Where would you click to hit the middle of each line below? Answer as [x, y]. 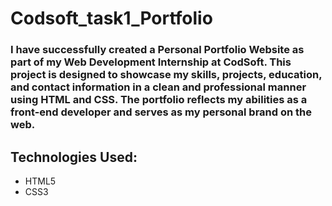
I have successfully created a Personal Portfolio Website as [157, 50]
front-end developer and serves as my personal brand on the [161, 112]
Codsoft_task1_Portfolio [111, 18]
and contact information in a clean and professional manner [158, 87]
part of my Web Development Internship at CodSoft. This [151, 62]
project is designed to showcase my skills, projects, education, [166, 75]
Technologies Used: [74, 157]
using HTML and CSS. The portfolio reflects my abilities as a [159, 100]
